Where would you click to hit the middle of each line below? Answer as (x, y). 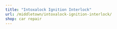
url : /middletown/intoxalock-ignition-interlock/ (59, 14)
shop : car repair (24, 19)
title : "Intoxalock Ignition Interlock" (49, 10)
